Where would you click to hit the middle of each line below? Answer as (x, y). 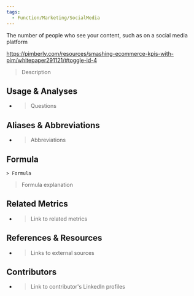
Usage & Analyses (42, 91)
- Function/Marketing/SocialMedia (56, 18)
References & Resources (54, 238)
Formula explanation (47, 184)
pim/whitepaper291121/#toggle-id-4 (52, 60)
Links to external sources (62, 252)
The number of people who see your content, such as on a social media (97, 35)
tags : (13, 12)
